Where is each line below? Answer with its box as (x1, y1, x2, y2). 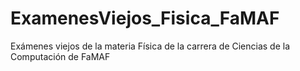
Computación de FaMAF (10, 50, 111, 62)
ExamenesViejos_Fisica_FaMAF (10, 7, 280, 30)
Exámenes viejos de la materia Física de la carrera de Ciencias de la (10, 40, 291, 52)
